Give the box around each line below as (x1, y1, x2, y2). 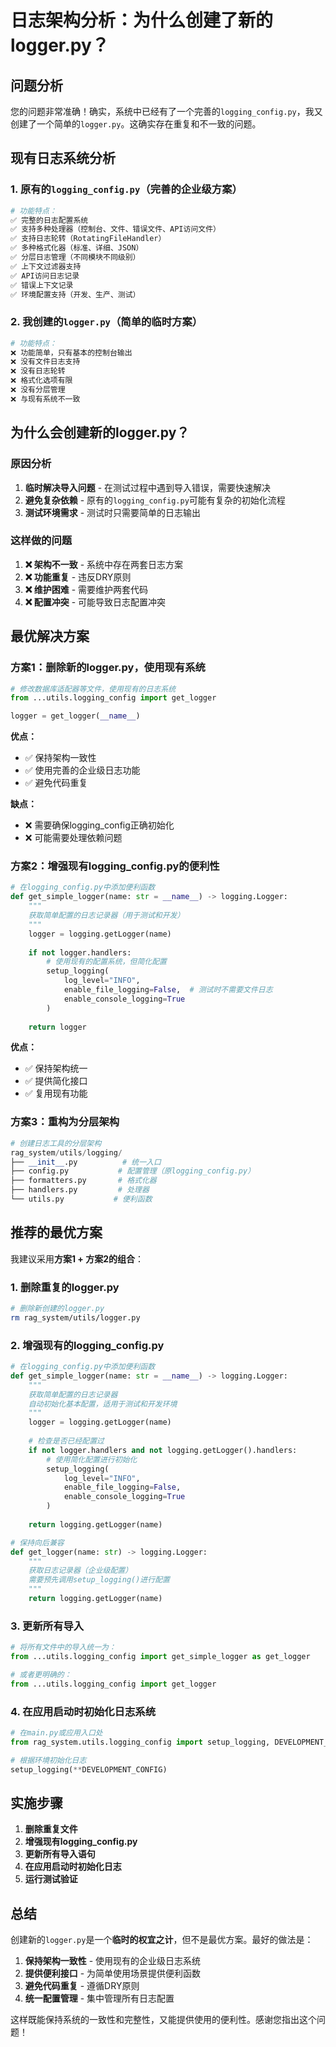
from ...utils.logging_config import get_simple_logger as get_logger (10, 1652, 311, 1662)
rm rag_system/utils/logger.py (10, 1312, 141, 1323)
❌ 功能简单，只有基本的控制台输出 (10, 347, 133, 358)
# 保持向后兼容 (10, 1537, 65, 1548)
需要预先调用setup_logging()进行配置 (28, 1575, 170, 1585)
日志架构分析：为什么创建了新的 (10, 9, 274, 32)
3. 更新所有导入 (10, 1619, 85, 1633)
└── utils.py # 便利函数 (10, 1194, 153, 1204)
